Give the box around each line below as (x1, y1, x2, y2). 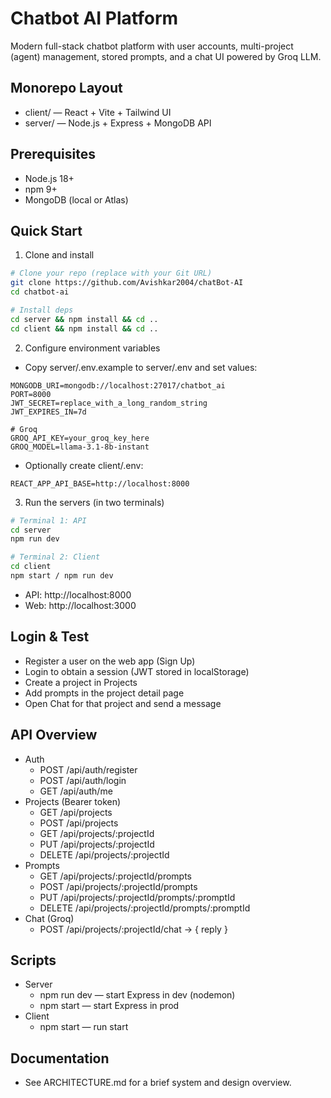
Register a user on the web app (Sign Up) (24, 655, 196, 667)
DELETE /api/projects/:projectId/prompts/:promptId (39, 902, 251, 914)
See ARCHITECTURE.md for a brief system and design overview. (24, 1077, 292, 1089)
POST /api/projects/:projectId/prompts (39, 880, 198, 892)
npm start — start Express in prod (39, 1000, 180, 1012)
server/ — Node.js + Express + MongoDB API (24, 117, 212, 129)
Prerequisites (10, 146, 96, 163)
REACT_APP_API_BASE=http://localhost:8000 (10, 478, 190, 489)
